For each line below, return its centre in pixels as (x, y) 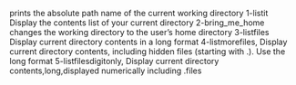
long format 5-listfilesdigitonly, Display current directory (114, 61)
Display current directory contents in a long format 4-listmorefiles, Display (148, 42)
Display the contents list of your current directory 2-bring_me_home (137, 23)
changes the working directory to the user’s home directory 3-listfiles (139, 32)
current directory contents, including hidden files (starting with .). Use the (148, 52)
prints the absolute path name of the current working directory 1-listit (139, 13)
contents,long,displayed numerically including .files (106, 71)
